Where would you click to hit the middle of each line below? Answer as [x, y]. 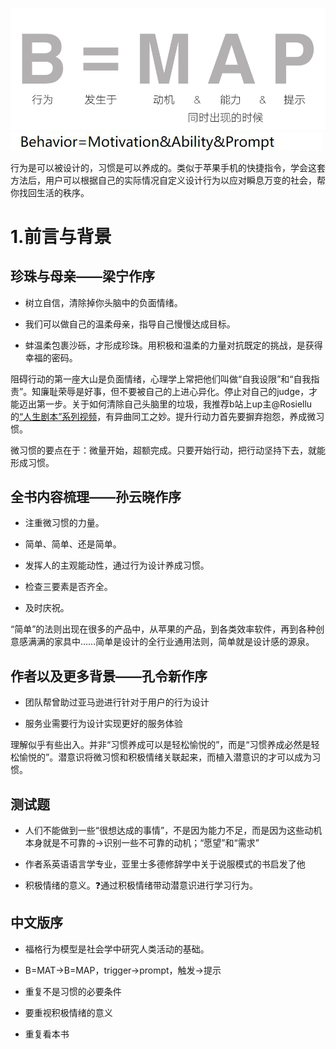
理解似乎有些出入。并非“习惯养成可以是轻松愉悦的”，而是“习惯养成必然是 [161, 745]
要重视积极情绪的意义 [68, 1012]
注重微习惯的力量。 [64, 523]
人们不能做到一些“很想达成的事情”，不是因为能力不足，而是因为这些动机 [173, 830]
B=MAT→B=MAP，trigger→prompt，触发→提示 [123, 970]
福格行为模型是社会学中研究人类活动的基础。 [117, 949]
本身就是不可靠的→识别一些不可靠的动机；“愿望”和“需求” [142, 843]
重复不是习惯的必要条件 [73, 991]
